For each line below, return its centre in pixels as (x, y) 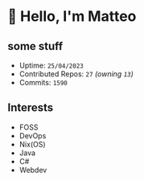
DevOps (33, 135)
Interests (31, 108)
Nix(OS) (32, 144)
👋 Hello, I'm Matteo (72, 16)
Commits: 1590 (43, 82)
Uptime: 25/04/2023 (51, 65)
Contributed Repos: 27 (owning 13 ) (76, 74)
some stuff (35, 46)
